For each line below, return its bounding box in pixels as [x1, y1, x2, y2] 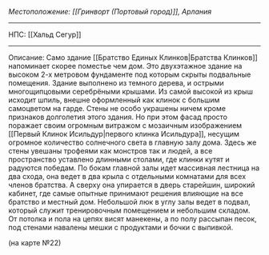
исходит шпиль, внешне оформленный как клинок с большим [8, 95, 220, 105]
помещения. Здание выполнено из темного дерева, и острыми [8, 78, 224, 87]
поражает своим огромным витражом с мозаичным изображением [8, 121, 243, 130]
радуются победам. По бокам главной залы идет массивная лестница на [8, 163, 260, 173]
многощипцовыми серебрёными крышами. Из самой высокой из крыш [8, 87, 254, 96]
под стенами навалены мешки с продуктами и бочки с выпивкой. [8, 223, 234, 232]
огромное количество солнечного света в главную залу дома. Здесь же [8, 137, 257, 147]
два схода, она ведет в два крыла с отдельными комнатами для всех [8, 172, 247, 181]
